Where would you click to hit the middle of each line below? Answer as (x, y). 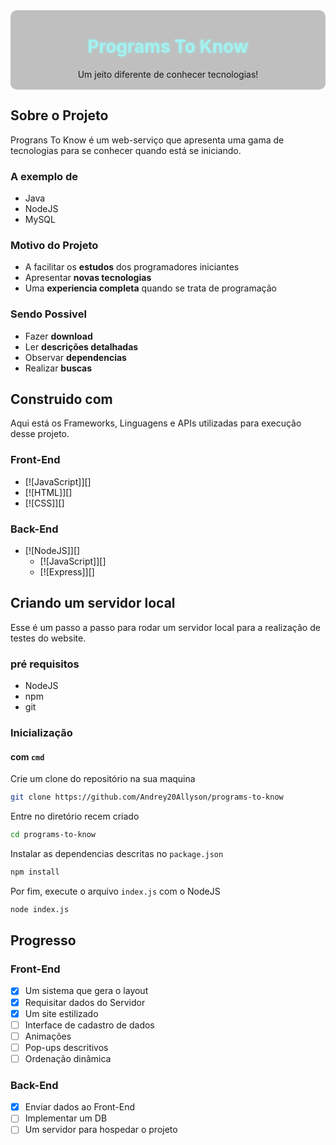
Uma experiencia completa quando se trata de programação (150, 288)
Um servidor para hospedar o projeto (101, 1130)
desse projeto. (40, 434)
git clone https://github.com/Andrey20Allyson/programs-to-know (147, 797)
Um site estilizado (61, 1013)
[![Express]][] (67, 572)
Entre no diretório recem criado (75, 816)
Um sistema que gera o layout (86, 991)
